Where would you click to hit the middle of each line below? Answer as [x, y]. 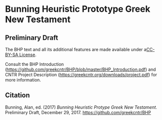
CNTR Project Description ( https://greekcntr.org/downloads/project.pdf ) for [81, 75]
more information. [23, 80]
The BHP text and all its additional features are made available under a [76, 49]
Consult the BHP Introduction [35, 64]
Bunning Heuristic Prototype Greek [78, 9]
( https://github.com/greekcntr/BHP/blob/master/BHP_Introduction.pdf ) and [81, 69]
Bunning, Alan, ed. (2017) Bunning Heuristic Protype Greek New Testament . [81, 107]
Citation [18, 95]
